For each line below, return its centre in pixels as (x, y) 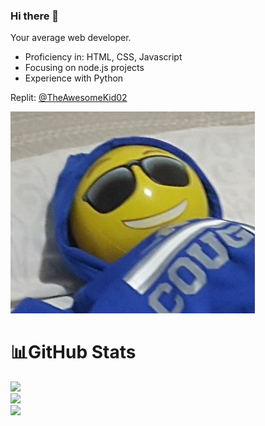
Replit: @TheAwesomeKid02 (69, 98)
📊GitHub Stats (73, 352)
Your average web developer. (71, 38)
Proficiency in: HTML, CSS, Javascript (103, 57)
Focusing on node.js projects (84, 68)
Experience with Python (74, 78)
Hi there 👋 (35, 16)
